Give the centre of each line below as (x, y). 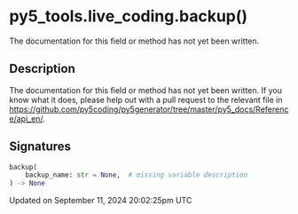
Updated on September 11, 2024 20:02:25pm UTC (101, 201)
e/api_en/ (26, 118)
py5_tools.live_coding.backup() (129, 16)
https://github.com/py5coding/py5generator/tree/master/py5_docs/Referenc (149, 109)
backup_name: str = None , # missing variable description (137, 175)
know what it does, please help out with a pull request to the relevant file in (146, 99)
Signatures (40, 147)
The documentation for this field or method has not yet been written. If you (145, 90)
